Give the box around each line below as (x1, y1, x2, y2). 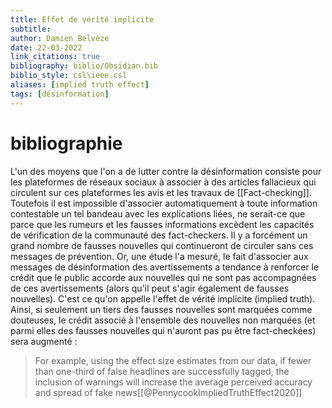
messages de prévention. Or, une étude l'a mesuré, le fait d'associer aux (10, 250, 309, 262)
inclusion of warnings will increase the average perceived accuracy (34, 376, 313, 388)
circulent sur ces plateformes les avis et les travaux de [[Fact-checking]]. (10, 186, 312, 198)
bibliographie (10, 132, 123, 155)
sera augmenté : (10, 335, 78, 347)
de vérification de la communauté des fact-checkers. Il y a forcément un (10, 229, 308, 241)
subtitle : (10, 24, 52, 34)
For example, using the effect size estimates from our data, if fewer (34, 354, 312, 366)
